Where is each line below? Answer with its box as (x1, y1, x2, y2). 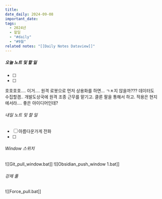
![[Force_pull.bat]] (5, 189, 42, 195)
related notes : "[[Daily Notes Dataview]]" (5, 44, 95, 49)
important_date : (5, 16, 38, 21)
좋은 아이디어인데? (23, 100, 58, 106)
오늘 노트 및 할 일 (5, 59, 37, 65)
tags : (5, 21, 16, 26)
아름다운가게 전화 (18, 128, 51, 134)
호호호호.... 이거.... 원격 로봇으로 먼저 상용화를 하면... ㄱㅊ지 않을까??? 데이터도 (5, 87, 155, 93)
